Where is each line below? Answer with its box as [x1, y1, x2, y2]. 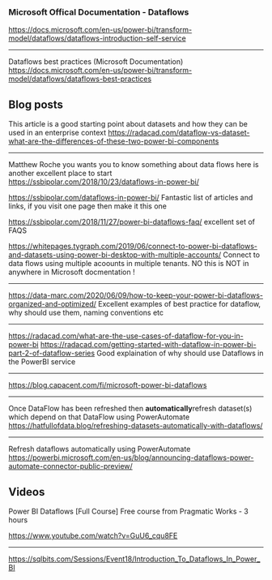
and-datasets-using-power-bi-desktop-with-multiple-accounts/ [8, 250, 222, 260]
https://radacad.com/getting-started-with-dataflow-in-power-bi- [40, 340, 257, 350]
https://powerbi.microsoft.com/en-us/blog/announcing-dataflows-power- [8, 453, 254, 462]
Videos [8, 485, 45, 499]
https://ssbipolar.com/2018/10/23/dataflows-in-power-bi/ [8, 177, 200, 187]
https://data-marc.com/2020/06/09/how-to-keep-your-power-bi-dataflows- [8, 290, 264, 300]
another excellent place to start [8, 169, 113, 178]
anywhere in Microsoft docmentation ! [8, 267, 135, 277]
